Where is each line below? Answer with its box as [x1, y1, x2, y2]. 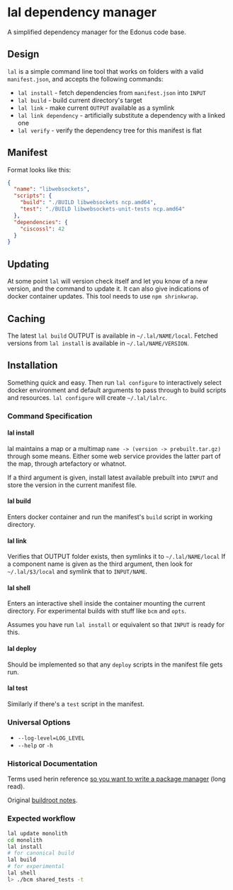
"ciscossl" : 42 [20, 225, 65, 233]
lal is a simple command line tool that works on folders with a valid [7, 67, 204, 75]
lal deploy [7, 645, 37, 653]
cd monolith [7, 836, 42, 844]
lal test [7, 684, 28, 692]
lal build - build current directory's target [17, 96, 143, 104]
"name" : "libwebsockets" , [13, 186, 91, 193]
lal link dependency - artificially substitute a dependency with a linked [17, 111, 225, 119]
